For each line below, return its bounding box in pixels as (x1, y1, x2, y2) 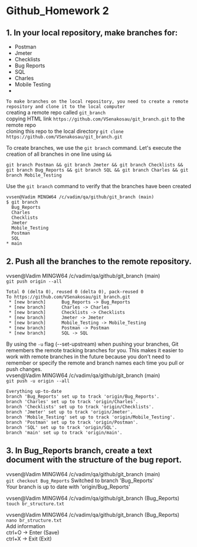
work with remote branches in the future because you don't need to (6, 353, 171, 360)
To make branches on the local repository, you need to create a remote (6, 99, 189, 104)
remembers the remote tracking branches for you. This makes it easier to (6, 346, 184, 353)
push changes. (6, 365, 42, 372)
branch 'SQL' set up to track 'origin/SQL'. (6, 424, 117, 430)
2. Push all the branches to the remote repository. (6, 257, 192, 267)
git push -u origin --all (6, 378, 70, 384)
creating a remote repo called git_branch (6, 109, 106, 116)
